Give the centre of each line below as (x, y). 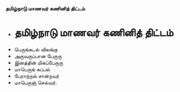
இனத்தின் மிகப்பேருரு (38, 63)
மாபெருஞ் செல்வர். (35, 83)
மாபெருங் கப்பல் (32, 69)
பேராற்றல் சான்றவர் (37, 75)
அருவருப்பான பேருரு (38, 56)
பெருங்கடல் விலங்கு (36, 49)
